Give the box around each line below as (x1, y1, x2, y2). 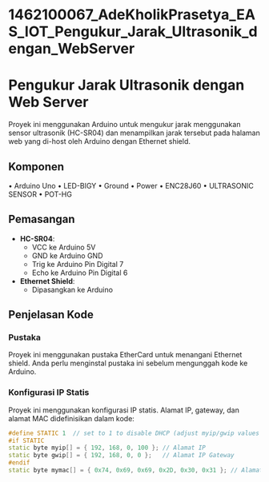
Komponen (8, 160, 65, 173)
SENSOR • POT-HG (8, 189, 72, 199)
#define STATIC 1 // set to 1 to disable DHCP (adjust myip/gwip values (8, 429, 260, 437)
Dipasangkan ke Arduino (31, 285, 114, 294)
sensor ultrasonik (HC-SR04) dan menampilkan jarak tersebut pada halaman (8, 128, 260, 137)
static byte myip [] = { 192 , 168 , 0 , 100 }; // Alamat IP (8, 444, 206, 452)
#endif (8, 459, 30, 467)
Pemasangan (8, 213, 75, 226)
